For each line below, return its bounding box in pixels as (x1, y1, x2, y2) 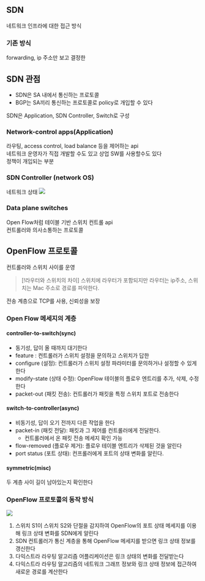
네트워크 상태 (6, 188, 38, 195)
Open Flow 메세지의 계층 (6, 314, 76, 322)
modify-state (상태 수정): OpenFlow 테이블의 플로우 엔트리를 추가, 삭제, (15, 375, 188, 382)
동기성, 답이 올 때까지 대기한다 (15, 344, 88, 351)
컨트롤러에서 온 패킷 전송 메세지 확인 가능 (24, 434, 123, 442)
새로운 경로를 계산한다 (15, 568, 69, 575)
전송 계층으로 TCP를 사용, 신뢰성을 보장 (6, 297, 100, 305)
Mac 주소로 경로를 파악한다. (32, 284, 100, 291)
